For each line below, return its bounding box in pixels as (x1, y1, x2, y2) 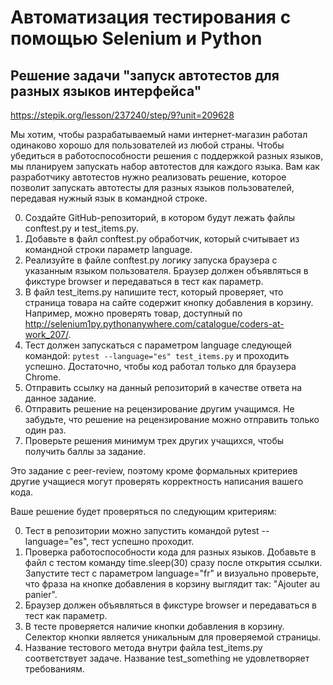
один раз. (24, 424, 67, 436)
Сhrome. (24, 371, 62, 383)
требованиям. (24, 663, 85, 675)
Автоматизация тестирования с (10, 6, 292, 29)
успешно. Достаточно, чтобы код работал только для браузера (24, 361, 297, 372)
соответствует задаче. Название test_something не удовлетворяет (24, 652, 310, 664)
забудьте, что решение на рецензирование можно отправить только (24, 414, 320, 425)
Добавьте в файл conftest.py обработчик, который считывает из (24, 233, 300, 245)
